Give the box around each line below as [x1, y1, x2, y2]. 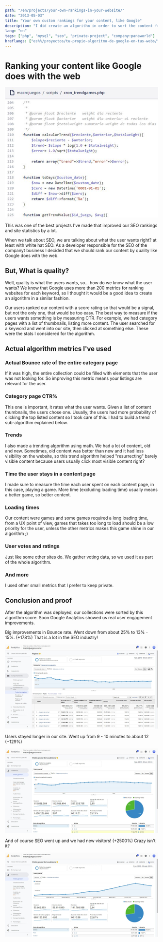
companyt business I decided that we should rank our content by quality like [5, 247, 158, 253]
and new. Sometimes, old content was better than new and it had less [5, 448, 144, 453]
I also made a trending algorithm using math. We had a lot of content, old [5, 443, 150, 449]
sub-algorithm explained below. [5, 419, 68, 425]
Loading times [5, 504, 40, 511]
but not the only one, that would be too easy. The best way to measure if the [5, 310, 158, 315]
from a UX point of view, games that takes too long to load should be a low [5, 520, 154, 526]
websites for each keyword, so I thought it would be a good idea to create [5, 290, 152, 296]
